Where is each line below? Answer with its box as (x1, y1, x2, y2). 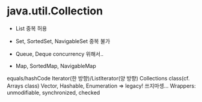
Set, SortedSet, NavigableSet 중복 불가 (15, 37, 111, 44)
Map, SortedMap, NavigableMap (15, 62, 97, 70)
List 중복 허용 (15, 25, 47, 32)
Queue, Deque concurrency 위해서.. (15, 50, 104, 58)
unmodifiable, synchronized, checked (7, 89, 100, 96)
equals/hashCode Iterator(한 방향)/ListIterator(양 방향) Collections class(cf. (7, 74, 190, 82)
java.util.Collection (7, 4, 103, 18)
